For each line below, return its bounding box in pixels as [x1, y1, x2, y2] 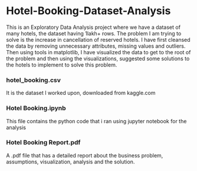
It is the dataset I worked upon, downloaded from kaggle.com [6, 90, 156, 97]
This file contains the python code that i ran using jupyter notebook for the [6, 117, 187, 124]
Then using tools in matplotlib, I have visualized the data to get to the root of [6, 48, 191, 55]
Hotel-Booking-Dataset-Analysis [6, 4, 171, 18]
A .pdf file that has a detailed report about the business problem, [6, 152, 163, 159]
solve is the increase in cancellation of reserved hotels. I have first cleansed [6, 36, 191, 43]
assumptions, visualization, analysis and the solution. [6, 158, 135, 165]
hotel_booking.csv [6, 75, 61, 84]
